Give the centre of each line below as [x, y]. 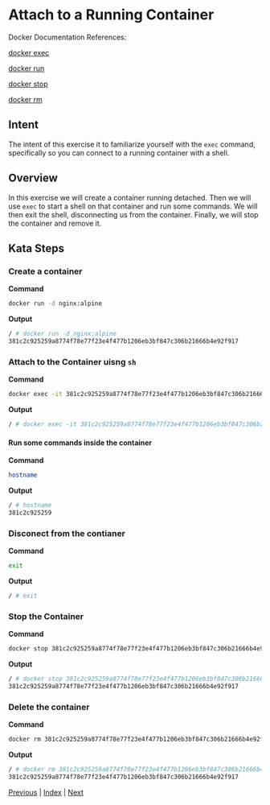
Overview [33, 178]
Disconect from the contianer [67, 533]
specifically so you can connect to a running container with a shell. [119, 153]
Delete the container [49, 707]
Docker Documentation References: [67, 37]
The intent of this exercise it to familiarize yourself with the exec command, [132, 144]
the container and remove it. [55, 223]
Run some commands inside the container [80, 442]
